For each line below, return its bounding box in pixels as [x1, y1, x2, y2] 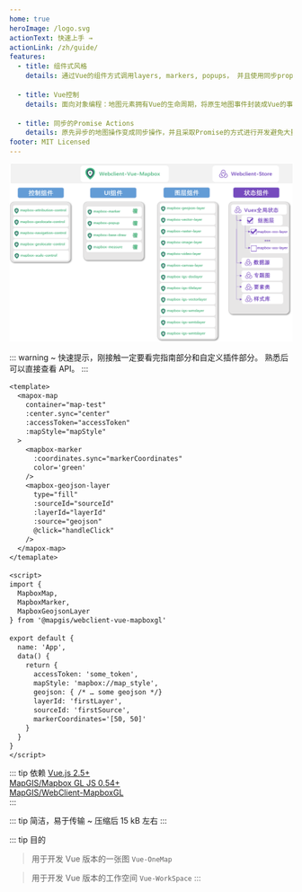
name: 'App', [17, 643, 67, 652]
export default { [9, 634, 75, 643]
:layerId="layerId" [32, 508, 106, 517]
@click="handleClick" [32, 526, 115, 535]
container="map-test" [25, 401, 106, 410]
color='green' [32, 464, 87, 472]
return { [25, 661, 58, 670]
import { [9, 580, 42, 589]
